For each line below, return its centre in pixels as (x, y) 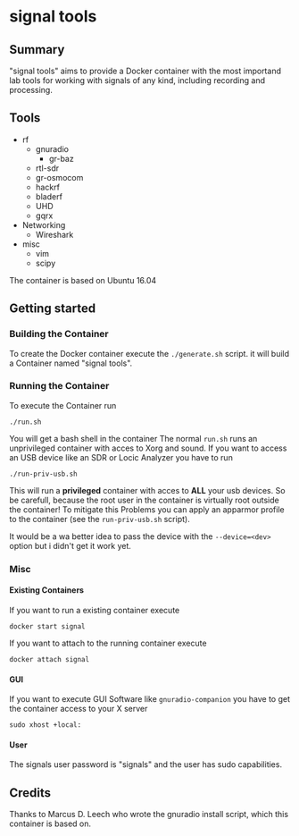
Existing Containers (47, 590)
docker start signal (48, 626)
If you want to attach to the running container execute (108, 643)
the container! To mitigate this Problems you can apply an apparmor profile (147, 509)
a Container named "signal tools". (71, 363)
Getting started (53, 309)
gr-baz (61, 158)
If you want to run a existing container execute (95, 610)
